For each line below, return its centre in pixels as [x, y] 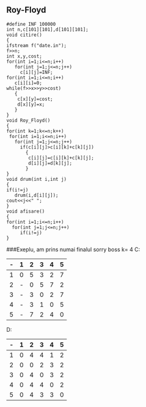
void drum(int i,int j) [37, 179]
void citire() [24, 35]
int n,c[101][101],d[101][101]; [47, 29]
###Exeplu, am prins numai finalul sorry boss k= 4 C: [73, 249]
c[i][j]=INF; [36, 72]
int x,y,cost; [24, 56]
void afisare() [26, 211]
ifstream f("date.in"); [37, 45]
